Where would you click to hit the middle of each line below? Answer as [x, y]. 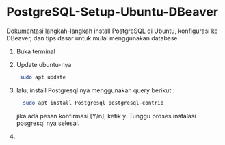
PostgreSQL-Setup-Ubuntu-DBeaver [112, 12]
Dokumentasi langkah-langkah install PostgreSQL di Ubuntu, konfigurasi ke [112, 31]
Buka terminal [36, 51]
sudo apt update [43, 77]
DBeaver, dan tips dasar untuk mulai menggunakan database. [93, 38]
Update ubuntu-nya [44, 64]
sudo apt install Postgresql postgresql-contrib [93, 103]
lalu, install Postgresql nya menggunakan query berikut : [95, 90]
